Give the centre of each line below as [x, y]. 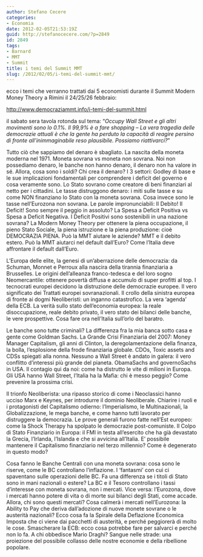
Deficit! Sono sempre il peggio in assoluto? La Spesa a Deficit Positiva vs [97, 211]
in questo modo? [27, 452]
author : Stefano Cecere [36, 12]
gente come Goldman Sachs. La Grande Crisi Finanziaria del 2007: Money [98, 337]
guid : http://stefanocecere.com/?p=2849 [58, 35]
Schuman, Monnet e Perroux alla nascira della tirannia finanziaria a [90, 267]
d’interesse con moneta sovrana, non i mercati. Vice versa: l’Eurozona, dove [101, 490]
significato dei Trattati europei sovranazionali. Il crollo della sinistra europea [101, 293]
